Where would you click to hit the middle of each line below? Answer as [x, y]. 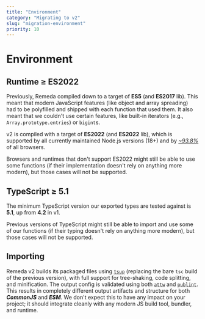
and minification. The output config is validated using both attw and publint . [102, 284]
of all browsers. [26, 147]
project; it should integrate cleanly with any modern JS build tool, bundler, [99, 304]
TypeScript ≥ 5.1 [38, 191]
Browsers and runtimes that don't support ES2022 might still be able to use [101, 159]
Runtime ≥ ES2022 [43, 82]
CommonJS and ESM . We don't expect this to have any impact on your [96, 297]
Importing [25, 256]
